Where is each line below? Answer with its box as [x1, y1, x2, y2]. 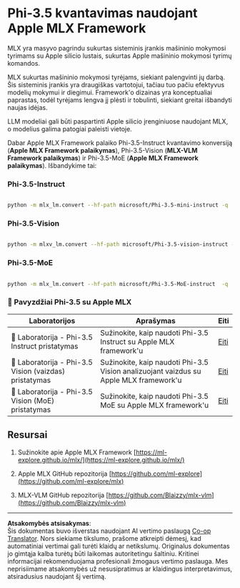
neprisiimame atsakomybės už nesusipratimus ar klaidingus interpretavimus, [7, 564, 233, 573]
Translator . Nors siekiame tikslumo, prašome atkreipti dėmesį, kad [7, 534, 201, 542]
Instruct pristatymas [11, 341, 79, 351]
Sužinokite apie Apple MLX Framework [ [17, 448, 136, 457]
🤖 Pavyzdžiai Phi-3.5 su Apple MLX [7, 297, 132, 307]
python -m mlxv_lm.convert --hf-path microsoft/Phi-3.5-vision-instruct [7, 241, 229, 248]
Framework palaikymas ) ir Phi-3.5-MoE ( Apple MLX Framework [7, 154, 199, 162]
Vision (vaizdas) [11, 366, 66, 376]
